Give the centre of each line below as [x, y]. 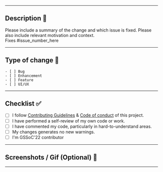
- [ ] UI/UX [17, 84]
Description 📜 [26, 18]
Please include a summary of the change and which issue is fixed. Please [78, 30]
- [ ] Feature [19, 80]
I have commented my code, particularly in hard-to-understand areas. [82, 126]
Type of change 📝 [32, 60]
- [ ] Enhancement [24, 76]
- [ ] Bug [15, 71]
